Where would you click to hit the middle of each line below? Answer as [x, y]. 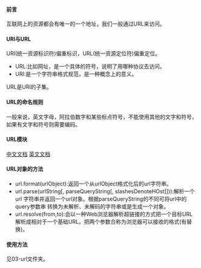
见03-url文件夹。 [28, 259]
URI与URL [19, 39]
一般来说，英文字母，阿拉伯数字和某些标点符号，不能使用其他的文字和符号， [102, 117]
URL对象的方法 [25, 169]
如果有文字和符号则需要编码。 [43, 124]
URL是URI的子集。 [29, 87]
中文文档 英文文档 [28, 154]
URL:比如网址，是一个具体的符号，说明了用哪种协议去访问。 [90, 66]
